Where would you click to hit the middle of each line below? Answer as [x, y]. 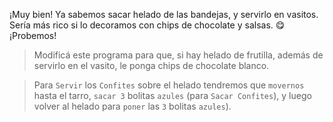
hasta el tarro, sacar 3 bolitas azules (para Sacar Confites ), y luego [172, 95]
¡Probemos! [33, 35]
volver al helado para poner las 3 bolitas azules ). [132, 106]
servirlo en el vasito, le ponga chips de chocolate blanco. [151, 65]
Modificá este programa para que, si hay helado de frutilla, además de [178, 55]
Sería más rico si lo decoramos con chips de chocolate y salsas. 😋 [147, 25]
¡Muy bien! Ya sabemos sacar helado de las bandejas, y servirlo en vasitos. [164, 14]
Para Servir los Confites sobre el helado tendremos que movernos [169, 85]
